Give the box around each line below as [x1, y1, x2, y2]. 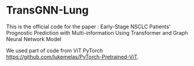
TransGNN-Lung [6, 4, 89, 17]
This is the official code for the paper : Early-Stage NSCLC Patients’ [6, 23, 171, 30]
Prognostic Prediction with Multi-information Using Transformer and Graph [6, 29, 188, 36]
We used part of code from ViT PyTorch [6, 47, 104, 54]
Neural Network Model [6, 35, 62, 42]
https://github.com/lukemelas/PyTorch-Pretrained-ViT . [6, 53, 139, 60]
